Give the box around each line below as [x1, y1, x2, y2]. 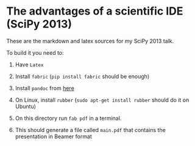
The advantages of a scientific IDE [6, 4, 183, 18]
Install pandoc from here [15, 84, 74, 92]
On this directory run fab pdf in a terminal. [15, 114, 122, 122]
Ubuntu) [15, 102, 37, 110]
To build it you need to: [6, 49, 64, 56]
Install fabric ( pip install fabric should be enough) [15, 72, 150, 80]
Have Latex [15, 61, 44, 68]
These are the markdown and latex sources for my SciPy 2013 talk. [6, 37, 174, 44]
